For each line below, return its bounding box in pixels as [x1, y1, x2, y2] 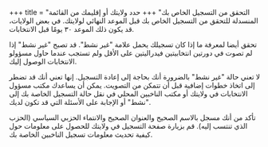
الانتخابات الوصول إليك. [9, 56, 77, 66]
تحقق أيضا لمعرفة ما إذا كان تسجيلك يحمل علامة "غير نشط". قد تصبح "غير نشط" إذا [9, 40, 258, 49]
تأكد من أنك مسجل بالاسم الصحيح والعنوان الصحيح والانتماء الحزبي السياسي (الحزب [9, 113, 256, 122]
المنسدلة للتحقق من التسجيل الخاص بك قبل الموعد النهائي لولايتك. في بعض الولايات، [9, 16, 258, 25]
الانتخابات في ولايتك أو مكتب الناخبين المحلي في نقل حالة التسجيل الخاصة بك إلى [9, 89, 248, 99]
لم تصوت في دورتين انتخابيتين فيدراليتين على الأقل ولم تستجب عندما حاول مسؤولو [9, 48, 253, 57]
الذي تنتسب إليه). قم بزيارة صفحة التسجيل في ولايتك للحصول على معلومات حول [9, 122, 248, 130]
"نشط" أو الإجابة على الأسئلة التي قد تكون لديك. [9, 98, 152, 106]
